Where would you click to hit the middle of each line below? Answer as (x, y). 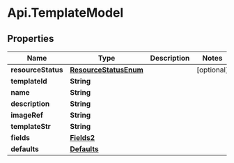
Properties (31, 39)
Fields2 (82, 138)
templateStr (31, 126)
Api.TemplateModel (65, 13)
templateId (29, 81)
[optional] (212, 70)
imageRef (27, 115)
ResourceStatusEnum (107, 70)
